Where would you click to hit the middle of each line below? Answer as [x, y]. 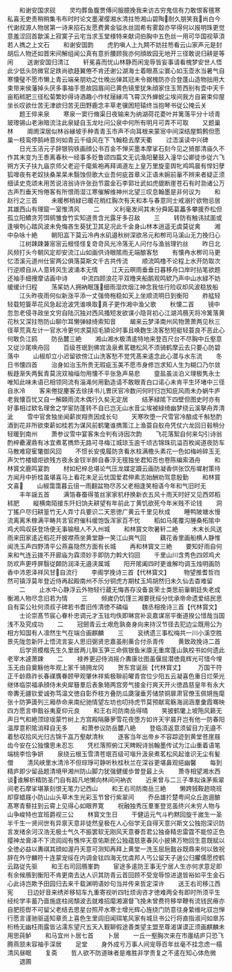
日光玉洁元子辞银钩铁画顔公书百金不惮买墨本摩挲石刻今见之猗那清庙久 [119, 148]
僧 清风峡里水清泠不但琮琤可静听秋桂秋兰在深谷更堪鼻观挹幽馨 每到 [115, 762]
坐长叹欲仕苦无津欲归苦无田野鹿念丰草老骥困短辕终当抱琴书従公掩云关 [107, 105]
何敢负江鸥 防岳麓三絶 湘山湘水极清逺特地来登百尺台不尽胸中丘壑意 [115, 339]
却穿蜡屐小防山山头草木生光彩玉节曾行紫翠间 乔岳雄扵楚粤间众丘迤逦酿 [114, 797]
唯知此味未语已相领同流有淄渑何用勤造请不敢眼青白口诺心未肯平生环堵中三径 [116, 382]
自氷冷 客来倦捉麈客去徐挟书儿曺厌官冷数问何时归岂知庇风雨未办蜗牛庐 [114, 391]
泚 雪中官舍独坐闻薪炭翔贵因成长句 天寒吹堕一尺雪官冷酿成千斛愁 [112, 416]
